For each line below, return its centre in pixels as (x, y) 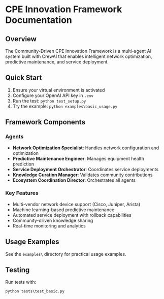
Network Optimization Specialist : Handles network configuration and (86, 148)
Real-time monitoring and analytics (49, 226)
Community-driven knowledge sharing (53, 220)
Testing (18, 270)
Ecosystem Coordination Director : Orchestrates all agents (74, 180)
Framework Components (45, 122)
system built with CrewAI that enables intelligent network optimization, (79, 56)
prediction (23, 164)
